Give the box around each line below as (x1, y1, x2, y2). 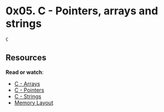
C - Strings (14, 92, 41, 99)
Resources (5, 52, 47, 63)
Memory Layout (14, 99, 53, 106)
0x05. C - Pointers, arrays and (5, 4, 159, 18)
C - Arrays (14, 80, 40, 87)
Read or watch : (5, 69, 44, 76)
